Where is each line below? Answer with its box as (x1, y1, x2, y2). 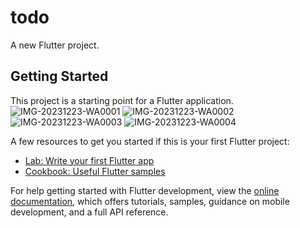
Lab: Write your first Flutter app (24, 154, 155, 166)
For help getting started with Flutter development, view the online (10, 184, 280, 196)
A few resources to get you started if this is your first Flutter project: (10, 135, 290, 147)
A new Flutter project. (10, 39, 100, 51)
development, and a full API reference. (10, 206, 169, 218)
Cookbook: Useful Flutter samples (24, 165, 166, 177)
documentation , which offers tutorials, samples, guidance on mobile (10, 195, 290, 207)
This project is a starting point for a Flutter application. (10, 94, 234, 106)
